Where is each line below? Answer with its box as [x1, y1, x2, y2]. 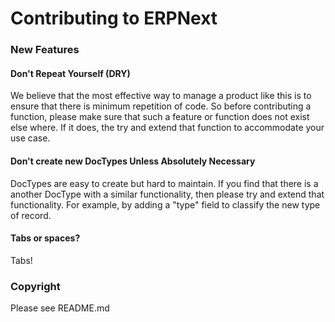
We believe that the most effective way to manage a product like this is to [10, 90, 312, 102]
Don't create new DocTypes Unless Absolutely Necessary [10, 155, 256, 167]
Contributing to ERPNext [10, 7, 218, 30]
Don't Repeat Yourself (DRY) [10, 67, 131, 79]
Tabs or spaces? [10, 232, 81, 244]
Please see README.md [10, 302, 110, 314]
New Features [10, 43, 80, 57]
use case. [10, 132, 51, 144]
